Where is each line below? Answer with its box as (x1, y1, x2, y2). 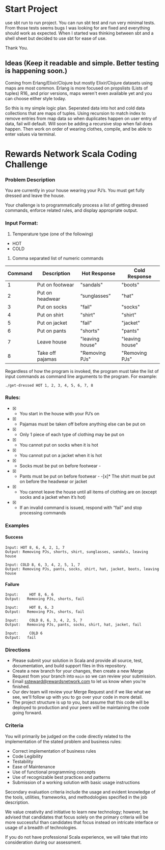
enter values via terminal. (5, 131, 56, 137)
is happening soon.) (5, 67, 68, 75)
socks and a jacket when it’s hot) (19, 494, 86, 500)
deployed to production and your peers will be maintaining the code (12, 705, 150, 710)
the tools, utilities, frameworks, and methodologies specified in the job (5, 794, 147, 800)
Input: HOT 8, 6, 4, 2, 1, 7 (5, 545, 65, 550)
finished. (12, 684, 30, 690)
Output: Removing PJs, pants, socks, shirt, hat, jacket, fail (5, 623, 141, 627)
